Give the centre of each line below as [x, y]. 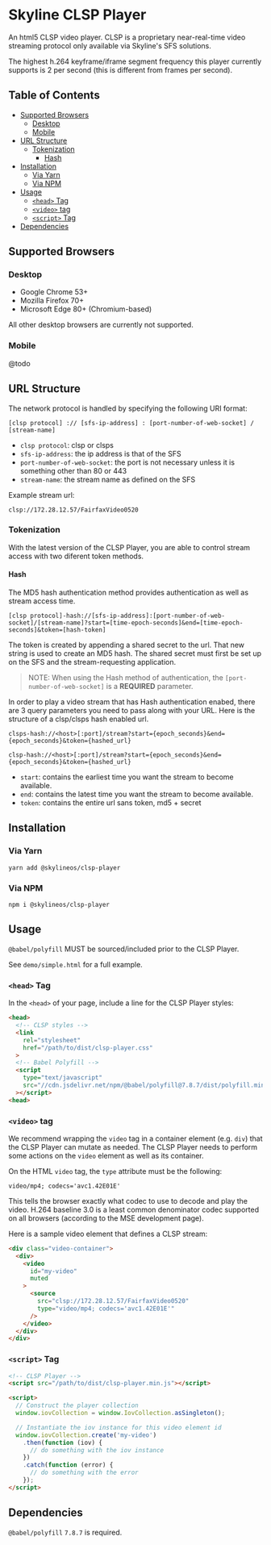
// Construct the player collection [77, 1405]
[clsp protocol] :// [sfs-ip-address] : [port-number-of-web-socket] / [131, 423]
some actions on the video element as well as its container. [106, 1155]
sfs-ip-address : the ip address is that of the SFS [100, 453]
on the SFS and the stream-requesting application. [92, 662]
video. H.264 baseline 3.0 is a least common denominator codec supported [134, 1209]
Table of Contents [54, 96]
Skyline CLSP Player [77, 15]
